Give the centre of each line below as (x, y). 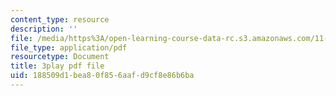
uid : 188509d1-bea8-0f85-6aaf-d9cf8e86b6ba (102, 76)
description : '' (44, 29)
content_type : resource (60, 19)
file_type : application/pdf (69, 47)
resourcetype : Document (60, 57)
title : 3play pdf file (57, 66)
